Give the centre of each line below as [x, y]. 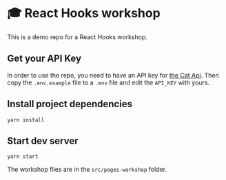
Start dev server [43, 140]
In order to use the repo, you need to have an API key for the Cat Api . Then [113, 75]
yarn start [23, 157]
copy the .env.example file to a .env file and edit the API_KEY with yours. [109, 82]
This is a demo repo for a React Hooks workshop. [78, 37]
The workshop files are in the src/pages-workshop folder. [87, 170]
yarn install [26, 120]
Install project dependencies [70, 104]
